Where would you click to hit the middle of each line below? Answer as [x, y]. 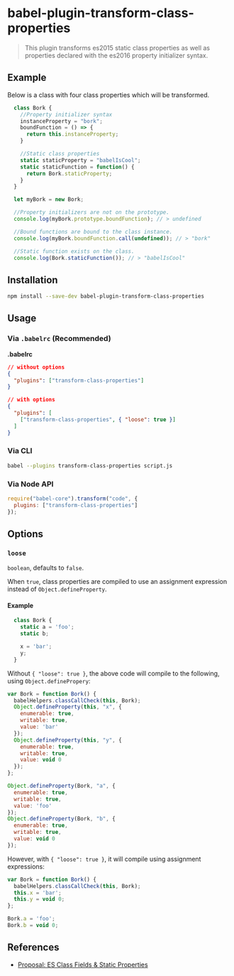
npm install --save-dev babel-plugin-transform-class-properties [106, 296]
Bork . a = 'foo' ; [31, 919]
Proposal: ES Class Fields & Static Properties [83, 965]
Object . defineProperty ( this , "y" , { [68, 740]
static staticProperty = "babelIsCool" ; [80, 160]
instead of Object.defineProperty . [57, 589]
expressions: [26, 866]
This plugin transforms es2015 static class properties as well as [117, 48]
